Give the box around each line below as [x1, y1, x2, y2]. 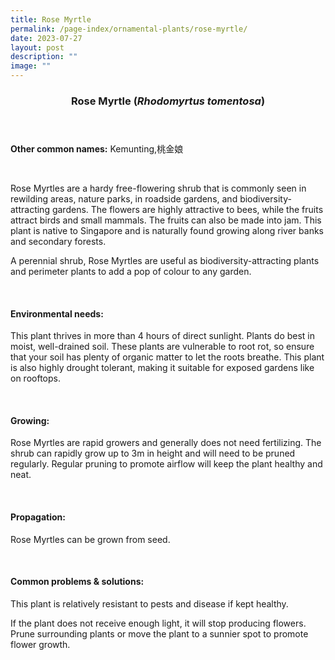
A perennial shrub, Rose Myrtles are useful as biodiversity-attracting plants [10, 254, 320, 266]
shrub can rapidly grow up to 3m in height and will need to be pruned [10, 447, 296, 460]
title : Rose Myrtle [10, 14, 92, 25]
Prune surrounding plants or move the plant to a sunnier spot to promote [10, 627, 309, 640]
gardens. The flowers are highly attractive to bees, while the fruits [51, 203, 324, 215]
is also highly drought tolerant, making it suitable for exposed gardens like [10, 362, 315, 374]
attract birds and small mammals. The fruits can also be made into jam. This [10, 214, 322, 226]
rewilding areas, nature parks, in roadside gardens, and [10, 192, 238, 205]
